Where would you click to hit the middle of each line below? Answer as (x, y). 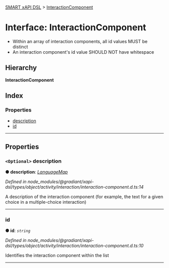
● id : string (18, 231)
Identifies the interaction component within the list (57, 255)
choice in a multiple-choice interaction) (46, 202)
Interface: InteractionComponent (76, 28)
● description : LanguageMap (36, 172)
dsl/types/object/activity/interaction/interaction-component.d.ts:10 (74, 246)
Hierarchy (21, 68)
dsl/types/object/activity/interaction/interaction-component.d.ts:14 (74, 187)
